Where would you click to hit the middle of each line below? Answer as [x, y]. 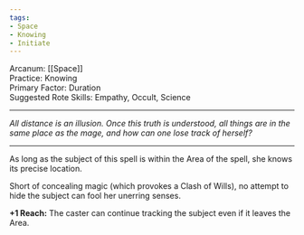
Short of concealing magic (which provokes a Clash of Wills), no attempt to [149, 186]
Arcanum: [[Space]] [46, 69]
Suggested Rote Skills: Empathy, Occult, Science [100, 98]
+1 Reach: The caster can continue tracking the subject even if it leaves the [150, 213]
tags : [19, 18]
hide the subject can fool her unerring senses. [95, 196]
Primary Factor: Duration [55, 88]
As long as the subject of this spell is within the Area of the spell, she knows [151, 159]
